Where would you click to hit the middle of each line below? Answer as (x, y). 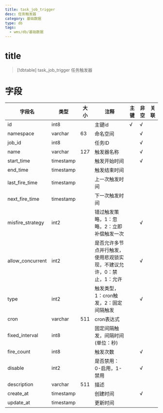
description (20, 384)
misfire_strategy (26, 222)
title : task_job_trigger (30, 9)
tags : (10, 28)
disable (16, 368)
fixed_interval (23, 335)
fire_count (19, 351)
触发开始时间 (109, 161)
